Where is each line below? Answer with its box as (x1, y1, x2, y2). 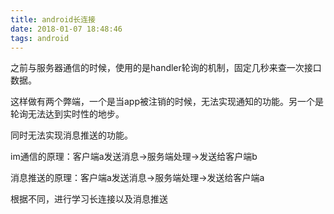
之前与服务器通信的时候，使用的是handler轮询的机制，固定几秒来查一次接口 (10, 62, 322, 74)
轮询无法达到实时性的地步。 (10, 108, 125, 120)
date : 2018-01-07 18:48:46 (10, 24, 123, 34)
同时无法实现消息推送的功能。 (10, 129, 133, 141)
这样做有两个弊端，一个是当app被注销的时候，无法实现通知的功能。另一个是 (10, 96, 325, 108)
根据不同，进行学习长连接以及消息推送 (10, 193, 168, 205)
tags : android (10, 33, 70, 43)
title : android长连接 (10, 14, 96, 25)
